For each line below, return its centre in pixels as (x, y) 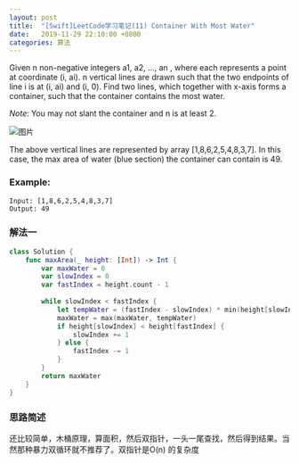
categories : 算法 (40, 42)
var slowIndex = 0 (75, 277)
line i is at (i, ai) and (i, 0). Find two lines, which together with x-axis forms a (148, 87)
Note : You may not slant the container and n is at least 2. (113, 113)
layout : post (33, 17)
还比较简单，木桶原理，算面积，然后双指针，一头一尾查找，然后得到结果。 (145, 438)
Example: (30, 182)
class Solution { (41, 252)
